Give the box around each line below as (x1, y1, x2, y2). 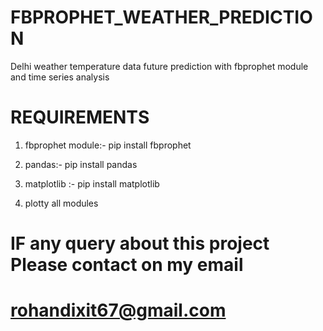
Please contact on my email (10, 254, 244, 276)
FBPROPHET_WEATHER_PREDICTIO (10, 6, 313, 29)
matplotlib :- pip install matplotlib (24, 177, 160, 190)
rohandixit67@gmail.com (10, 299, 227, 322)
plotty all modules (24, 197, 99, 209)
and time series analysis (10, 71, 110, 83)
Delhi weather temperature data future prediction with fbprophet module (10, 60, 309, 72)
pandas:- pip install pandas (24, 158, 138, 170)
